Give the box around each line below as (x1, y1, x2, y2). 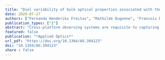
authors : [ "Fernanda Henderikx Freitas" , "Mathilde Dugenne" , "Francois (5, 16, 157, 21)
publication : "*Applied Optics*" (5, 34, 74, 39)
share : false (5, 47, 34, 52)
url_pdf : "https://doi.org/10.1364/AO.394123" (5, 39, 102, 44)
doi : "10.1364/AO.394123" (5, 43, 58, 48)
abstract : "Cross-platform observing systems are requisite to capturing (5, 25, 160, 30)
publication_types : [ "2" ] (5, 20, 58, 26)
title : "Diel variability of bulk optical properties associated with (5, 7, 153, 12)
